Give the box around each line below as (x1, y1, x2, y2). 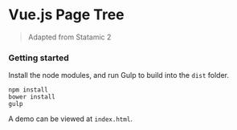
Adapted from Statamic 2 (27, 32, 112, 42)
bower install (8, 93, 56, 101)
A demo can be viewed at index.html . (8, 114, 133, 124)
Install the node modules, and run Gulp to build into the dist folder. (8, 71, 230, 80)
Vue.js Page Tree (8, 6, 125, 24)
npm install (8, 86, 48, 94)
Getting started (8, 52, 70, 63)
